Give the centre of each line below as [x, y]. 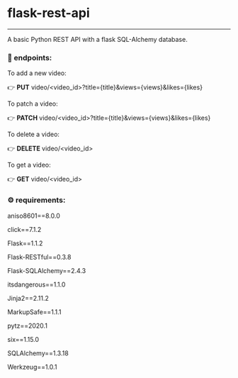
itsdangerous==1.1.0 [36, 284]
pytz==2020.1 [28, 326]
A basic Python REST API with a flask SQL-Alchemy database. [97, 39]
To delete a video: [34, 134]
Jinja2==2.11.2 [28, 298]
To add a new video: [37, 73]
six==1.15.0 [23, 339]
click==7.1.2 [24, 229]
